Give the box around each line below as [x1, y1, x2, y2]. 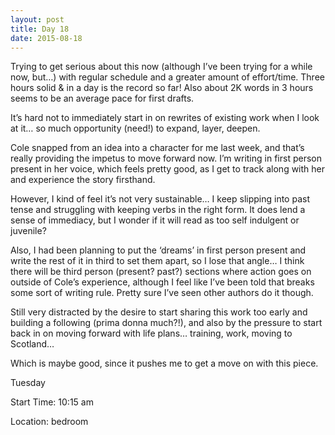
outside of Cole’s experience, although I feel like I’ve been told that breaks [10, 276, 315, 288]
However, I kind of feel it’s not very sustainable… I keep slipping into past [10, 193, 310, 205]
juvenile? [10, 225, 47, 237]
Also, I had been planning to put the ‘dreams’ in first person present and [10, 244, 307, 256]
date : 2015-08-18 [10, 33, 83, 43]
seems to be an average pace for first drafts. [10, 92, 195, 105]
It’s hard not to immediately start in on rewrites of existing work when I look [10, 112, 320, 124]
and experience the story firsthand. [10, 174, 156, 186]
